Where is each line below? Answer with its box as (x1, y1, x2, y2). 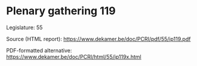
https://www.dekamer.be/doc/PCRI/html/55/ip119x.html (6, 53, 141, 60)
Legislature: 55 (6, 24, 43, 31)
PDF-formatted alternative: (6, 46, 72, 54)
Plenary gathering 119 (6, 4, 116, 18)
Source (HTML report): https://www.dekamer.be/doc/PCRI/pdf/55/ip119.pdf (6, 35, 191, 42)
